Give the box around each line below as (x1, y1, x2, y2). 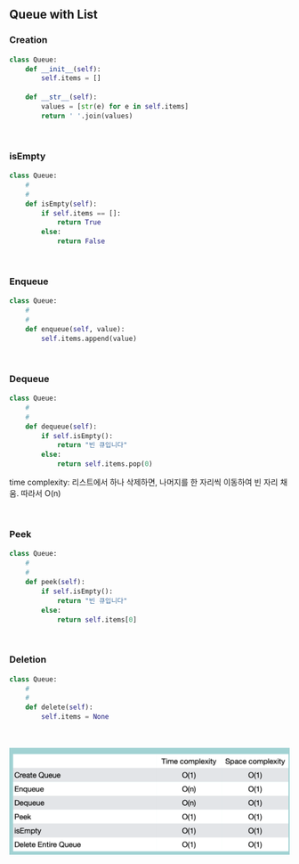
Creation (9, 34, 48, 46)
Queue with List (9, 7, 98, 22)
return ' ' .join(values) (41, 111, 133, 120)
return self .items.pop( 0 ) (56, 460, 153, 469)
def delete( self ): (25, 703, 93, 712)
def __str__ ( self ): (25, 93, 98, 102)
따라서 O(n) (20, 488, 61, 499)
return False (56, 237, 105, 246)
